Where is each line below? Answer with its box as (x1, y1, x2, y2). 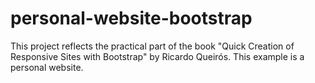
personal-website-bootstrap (10, 7, 253, 30)
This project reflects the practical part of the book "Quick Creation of (10, 40, 295, 52)
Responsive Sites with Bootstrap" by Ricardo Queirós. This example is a (10, 50, 305, 62)
